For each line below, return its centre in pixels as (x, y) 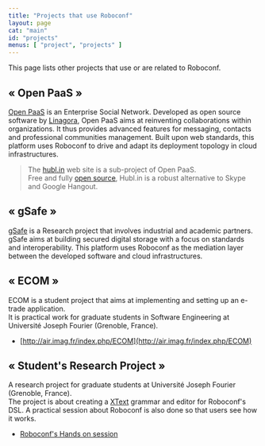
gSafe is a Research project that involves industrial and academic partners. (131, 231)
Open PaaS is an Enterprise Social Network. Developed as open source (125, 111)
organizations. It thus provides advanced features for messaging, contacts (130, 129)
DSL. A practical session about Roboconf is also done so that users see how (133, 410)
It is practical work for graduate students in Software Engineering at (119, 317)
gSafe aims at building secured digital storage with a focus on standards (126, 239)
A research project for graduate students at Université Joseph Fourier (122, 385)
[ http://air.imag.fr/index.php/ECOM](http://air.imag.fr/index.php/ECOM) (136, 341)
